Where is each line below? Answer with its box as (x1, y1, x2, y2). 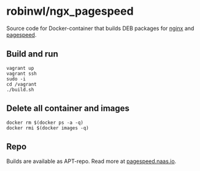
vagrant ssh (6, 70, 37, 77)
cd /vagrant (6, 81, 37, 87)
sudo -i (6, 75, 26, 82)
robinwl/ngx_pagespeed (6, 4, 134, 18)
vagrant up (6, 65, 34, 71)
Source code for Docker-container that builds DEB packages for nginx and (6, 25, 194, 32)
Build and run (6, 49, 58, 59)
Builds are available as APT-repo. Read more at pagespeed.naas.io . (6, 158, 177, 165)
